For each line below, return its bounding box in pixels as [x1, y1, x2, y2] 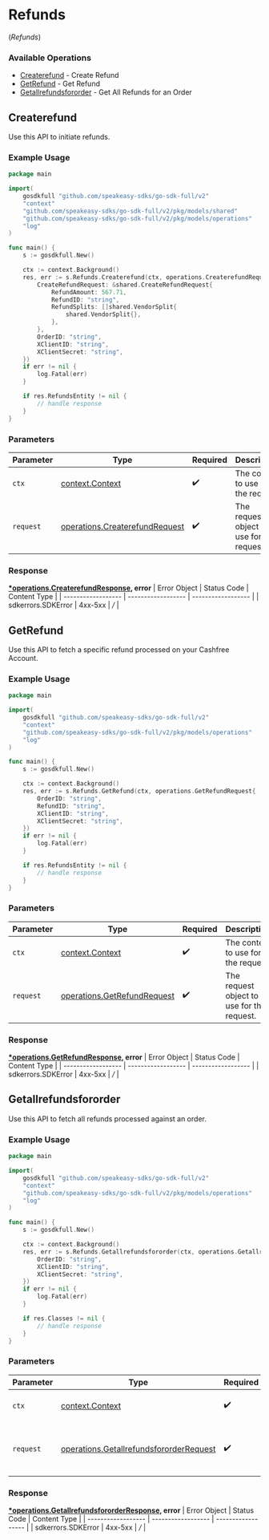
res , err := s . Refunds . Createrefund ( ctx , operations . [22, 273, 206, 282]
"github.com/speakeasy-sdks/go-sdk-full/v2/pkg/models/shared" [22, 207, 239, 215]
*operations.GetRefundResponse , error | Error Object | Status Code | [8, 1052, 240, 1062]
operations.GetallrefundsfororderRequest [60, 1443, 216, 1454]
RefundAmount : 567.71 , [50, 288, 127, 296]
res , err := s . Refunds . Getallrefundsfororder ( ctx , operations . [22, 1247, 239, 1256]
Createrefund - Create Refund [19, 71, 119, 80]
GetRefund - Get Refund [19, 79, 100, 89]
